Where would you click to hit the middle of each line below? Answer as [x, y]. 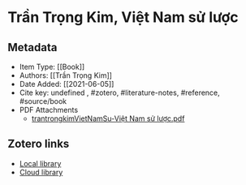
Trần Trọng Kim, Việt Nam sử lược [123, 17]
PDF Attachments [49, 110]
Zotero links [39, 144]
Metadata [32, 47]
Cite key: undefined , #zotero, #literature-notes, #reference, [119, 92]
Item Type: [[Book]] [52, 67]
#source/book [43, 101]
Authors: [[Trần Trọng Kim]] [66, 75]
